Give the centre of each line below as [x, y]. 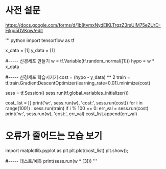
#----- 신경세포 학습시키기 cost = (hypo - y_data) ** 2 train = [68, 77]
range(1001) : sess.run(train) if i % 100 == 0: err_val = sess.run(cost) [77, 108]
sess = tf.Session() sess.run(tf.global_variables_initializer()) [67, 93]
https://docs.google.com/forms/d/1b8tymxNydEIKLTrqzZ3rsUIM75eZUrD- [83, 25]
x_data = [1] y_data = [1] [30, 50]
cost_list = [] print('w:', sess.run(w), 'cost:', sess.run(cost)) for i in [74, 102]
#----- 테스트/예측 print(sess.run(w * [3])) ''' [51, 161]
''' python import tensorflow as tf [40, 40]
